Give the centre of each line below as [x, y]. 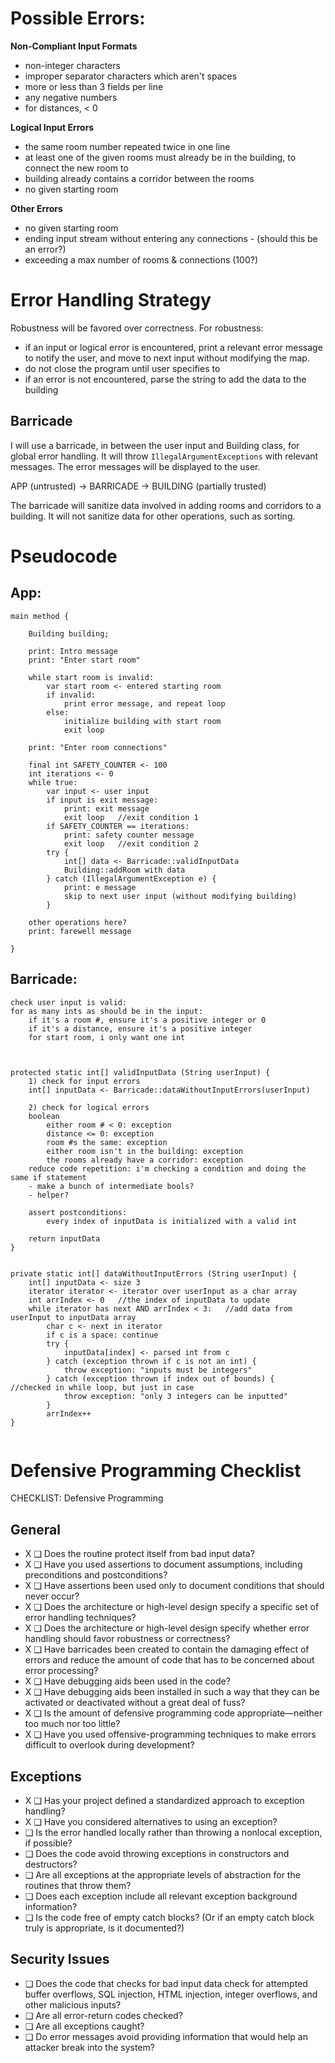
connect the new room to [76, 168]
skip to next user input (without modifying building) [180, 896]
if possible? [48, 1843]
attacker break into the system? [89, 2047]
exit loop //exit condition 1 [131, 817]
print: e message [100, 887]
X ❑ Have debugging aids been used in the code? [127, 1681]
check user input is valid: [69, 1002]
